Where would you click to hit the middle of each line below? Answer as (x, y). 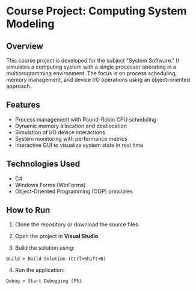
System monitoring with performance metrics (71, 138)
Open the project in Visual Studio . (57, 236)
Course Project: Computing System (96, 11)
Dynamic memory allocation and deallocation (71, 126)
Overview (25, 46)
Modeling (30, 24)
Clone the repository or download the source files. (77, 224)
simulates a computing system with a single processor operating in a (91, 67)
